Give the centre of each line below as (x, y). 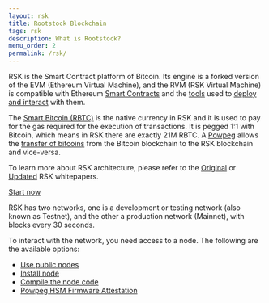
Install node (39, 273)
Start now (25, 192)
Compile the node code (59, 282)
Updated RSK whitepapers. (53, 176)
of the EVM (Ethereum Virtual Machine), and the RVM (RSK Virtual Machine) (135, 85)
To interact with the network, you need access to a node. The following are (133, 240)
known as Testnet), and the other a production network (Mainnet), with (126, 216)
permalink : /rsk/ (38, 53)
